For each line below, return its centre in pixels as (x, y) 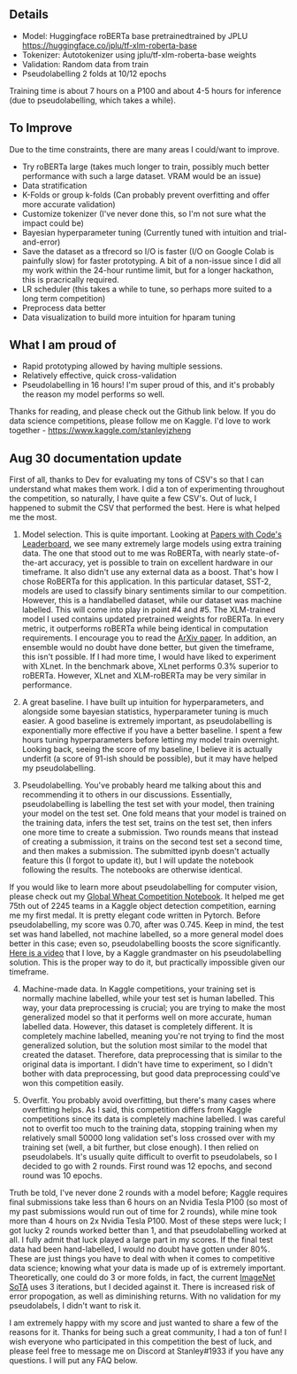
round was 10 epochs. (62, 1176)
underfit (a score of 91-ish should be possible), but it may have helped (150, 759)
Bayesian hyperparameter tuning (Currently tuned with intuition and (145, 232)
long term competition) (64, 298)
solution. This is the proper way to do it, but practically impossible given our (147, 963)
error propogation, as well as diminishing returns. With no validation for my (145, 1296)
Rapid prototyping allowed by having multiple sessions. (122, 366)
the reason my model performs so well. (93, 394)
